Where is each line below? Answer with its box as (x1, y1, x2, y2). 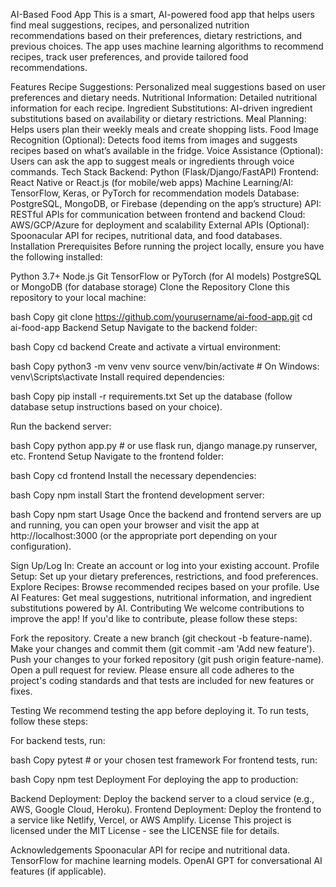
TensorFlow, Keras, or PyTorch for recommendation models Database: (10, 187, 300, 199)
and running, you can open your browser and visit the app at (10, 519, 260, 531)
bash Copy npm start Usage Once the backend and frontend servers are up (10, 509, 322, 520)
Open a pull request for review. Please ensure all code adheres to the (10, 664, 295, 676)
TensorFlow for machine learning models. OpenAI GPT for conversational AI (10, 855, 323, 866)
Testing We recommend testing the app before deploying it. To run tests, (10, 705, 309, 716)
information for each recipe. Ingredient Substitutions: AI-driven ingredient (10, 102, 313, 114)
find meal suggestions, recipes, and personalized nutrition (10, 19, 250, 31)
